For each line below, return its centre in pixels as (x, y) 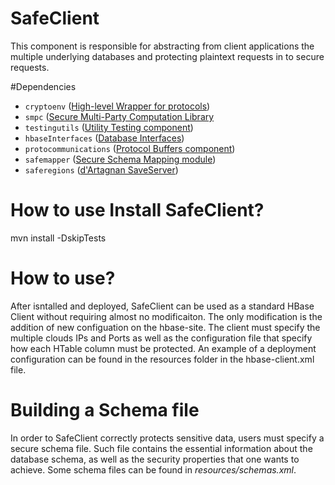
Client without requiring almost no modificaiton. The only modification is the (166, 316)
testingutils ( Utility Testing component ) (109, 127)
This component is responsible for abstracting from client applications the (162, 46)
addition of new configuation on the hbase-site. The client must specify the (165, 327)
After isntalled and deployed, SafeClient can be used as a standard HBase (162, 306)
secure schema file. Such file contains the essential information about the (161, 448)
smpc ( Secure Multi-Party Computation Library (119, 116)
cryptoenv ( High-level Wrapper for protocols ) (117, 106)
